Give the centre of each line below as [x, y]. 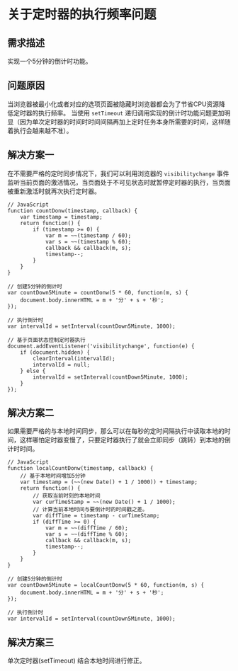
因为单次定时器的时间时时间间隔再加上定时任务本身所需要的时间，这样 [122, 122]
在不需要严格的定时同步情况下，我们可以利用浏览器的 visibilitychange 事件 [118, 173]
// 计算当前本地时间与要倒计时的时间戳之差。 [90, 510]
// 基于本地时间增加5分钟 [53, 476]
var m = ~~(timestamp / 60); [88, 235]
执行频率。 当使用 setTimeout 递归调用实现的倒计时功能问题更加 [131, 113]
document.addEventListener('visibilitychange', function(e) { [101, 346]
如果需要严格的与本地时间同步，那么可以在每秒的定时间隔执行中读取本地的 [116, 431]
